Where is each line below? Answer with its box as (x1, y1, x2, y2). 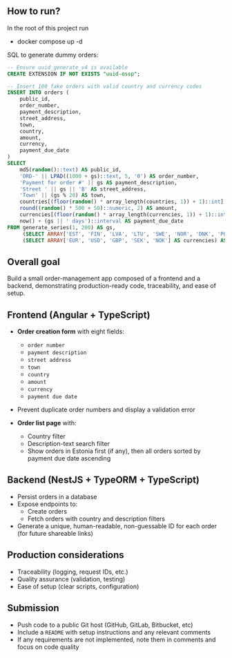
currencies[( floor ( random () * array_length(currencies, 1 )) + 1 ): (19, 211, 215, 218)
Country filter (27, 432, 66, 441)
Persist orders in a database (17, 492, 98, 501)
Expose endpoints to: (17, 500, 78, 508)
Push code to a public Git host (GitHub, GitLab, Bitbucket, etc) (17, 621, 193, 629)
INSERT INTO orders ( (7, 89, 70, 96)
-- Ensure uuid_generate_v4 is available (7, 64, 128, 71)
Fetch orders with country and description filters (27, 514, 166, 523)
